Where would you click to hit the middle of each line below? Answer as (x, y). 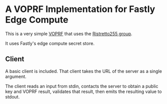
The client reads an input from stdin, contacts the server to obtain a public (82, 86)
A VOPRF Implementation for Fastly (80, 9)
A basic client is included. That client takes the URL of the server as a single (83, 71)
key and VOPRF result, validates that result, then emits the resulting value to (83, 91)
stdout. (13, 96)
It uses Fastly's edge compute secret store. (50, 43)
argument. (16, 76)
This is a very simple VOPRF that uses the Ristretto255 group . (69, 33)
